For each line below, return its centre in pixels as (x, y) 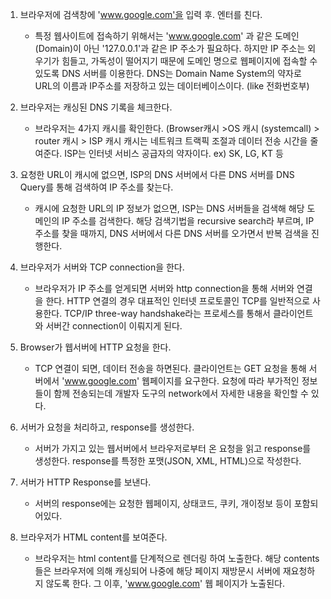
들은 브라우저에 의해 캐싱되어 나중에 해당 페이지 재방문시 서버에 (157, 571)
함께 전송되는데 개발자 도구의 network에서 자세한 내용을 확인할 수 (181, 393)
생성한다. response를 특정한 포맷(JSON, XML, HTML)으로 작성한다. (168, 461)
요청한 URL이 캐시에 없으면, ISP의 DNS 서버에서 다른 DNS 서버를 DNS (157, 174)
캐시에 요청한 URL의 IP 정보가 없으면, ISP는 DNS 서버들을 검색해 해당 (169, 208)
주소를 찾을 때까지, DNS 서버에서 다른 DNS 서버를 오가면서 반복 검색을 (172, 233)
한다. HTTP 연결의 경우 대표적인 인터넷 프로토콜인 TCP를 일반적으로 (178, 301)
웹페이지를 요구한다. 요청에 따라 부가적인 (220, 381)
